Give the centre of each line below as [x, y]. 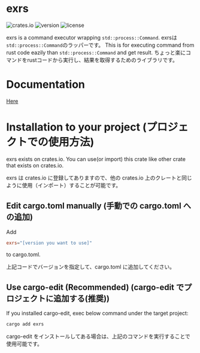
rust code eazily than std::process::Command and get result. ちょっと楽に [96, 52]
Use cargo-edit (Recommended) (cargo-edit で [95, 287]
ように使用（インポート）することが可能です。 [64, 185]
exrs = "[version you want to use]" [49, 243]
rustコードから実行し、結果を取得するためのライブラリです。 [102, 60]
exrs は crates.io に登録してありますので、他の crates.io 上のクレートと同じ [99, 178]
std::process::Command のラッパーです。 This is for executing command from [100, 45]
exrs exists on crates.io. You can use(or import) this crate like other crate [96, 159]
